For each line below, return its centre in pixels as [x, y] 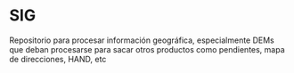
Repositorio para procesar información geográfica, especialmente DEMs [142, 40]
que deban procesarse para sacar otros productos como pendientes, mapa [147, 49]
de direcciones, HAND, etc [58, 59]
